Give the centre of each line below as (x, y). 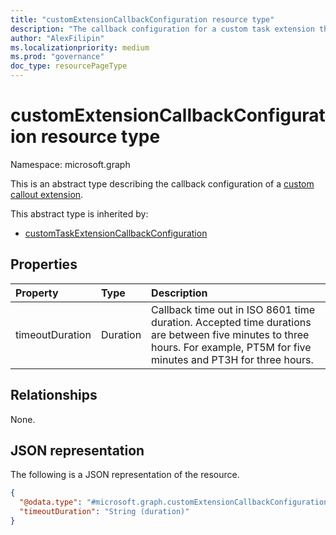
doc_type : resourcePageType (69, 66)
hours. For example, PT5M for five (231, 347)
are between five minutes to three (230, 334)
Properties (44, 264)
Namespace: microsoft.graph (70, 164)
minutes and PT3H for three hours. (232, 359)
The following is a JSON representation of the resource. (125, 475)
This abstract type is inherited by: (79, 213)
